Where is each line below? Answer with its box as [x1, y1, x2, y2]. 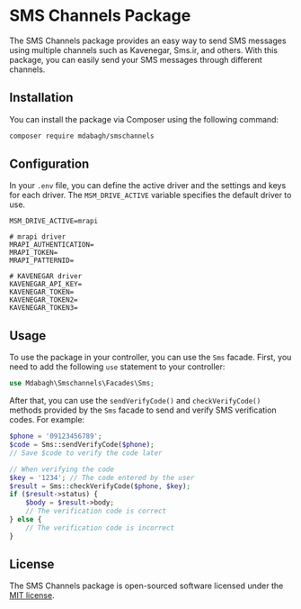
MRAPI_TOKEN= [9, 249, 58, 258]
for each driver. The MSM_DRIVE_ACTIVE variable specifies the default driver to [9, 190, 292, 201]
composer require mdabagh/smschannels [9, 132, 155, 141]
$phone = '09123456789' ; [9, 432, 102, 441]
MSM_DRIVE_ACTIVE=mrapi [9, 217, 99, 226]
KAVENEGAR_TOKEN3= [9, 304, 78, 313]
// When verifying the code [9, 465, 115, 474]
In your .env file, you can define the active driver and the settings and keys [9, 180, 287, 191]
